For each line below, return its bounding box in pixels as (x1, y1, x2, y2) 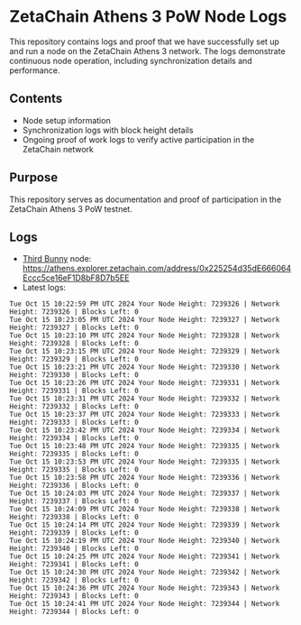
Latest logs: (22, 282, 66, 293)
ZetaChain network (22, 143, 95, 154)
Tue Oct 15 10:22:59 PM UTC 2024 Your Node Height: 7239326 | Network (9, 299, 280, 308)
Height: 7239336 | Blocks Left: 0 (9, 481, 140, 491)
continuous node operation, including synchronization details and (9, 55, 252, 66)
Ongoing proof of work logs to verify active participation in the (22, 133, 255, 145)
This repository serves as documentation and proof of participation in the (9, 194, 282, 205)
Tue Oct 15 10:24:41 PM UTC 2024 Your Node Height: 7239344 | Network (9, 600, 280, 609)
